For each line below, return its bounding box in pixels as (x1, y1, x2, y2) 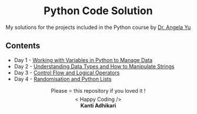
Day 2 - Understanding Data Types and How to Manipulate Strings (14, 63, 175, 70)
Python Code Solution (43, 4, 153, 18)
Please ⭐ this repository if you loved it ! (51, 87, 146, 94)
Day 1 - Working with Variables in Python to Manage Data (14, 56, 153, 63)
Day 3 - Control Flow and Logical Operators (14, 69, 120, 76)
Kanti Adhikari (80, 102, 116, 109)
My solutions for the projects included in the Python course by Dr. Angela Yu (5, 24, 191, 31)
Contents (5, 41, 41, 51)
